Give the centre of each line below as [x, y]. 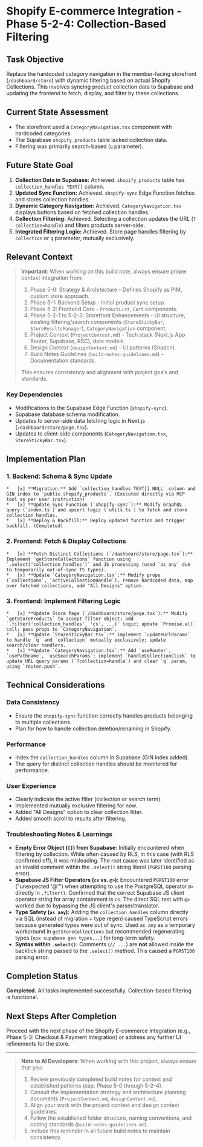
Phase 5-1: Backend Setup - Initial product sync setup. [98, 303]
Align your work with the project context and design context [105, 1105]
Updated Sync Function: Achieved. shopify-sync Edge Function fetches [105, 193]
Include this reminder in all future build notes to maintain [100, 1131]
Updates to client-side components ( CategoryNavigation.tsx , [91, 433]
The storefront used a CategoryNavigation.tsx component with [93, 127]
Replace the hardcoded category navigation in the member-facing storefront [101, 74]
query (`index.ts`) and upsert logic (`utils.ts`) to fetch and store [97, 510]
